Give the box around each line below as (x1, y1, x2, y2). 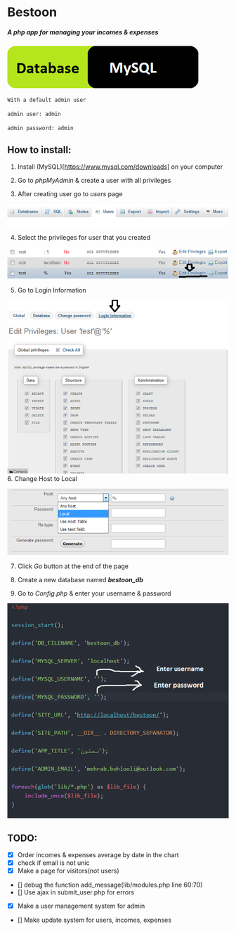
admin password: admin (7, 124, 74, 132)
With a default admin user (7, 96, 86, 104)
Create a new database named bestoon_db (17, 576, 144, 584)
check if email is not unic (17, 859, 90, 867)
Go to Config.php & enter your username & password (17, 589, 171, 598)
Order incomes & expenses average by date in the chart (17, 850, 179, 859)
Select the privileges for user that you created (17, 233, 151, 241)
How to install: (7, 143, 72, 155)
